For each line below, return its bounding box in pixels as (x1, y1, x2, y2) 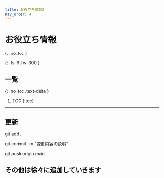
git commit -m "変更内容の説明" (5, 141, 69, 147)
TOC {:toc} (12, 98, 34, 104)
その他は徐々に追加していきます (5, 166, 102, 174)
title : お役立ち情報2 (5, 7, 45, 12)
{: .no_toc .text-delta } (5, 89, 49, 94)
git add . (5, 131, 22, 137)
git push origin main (5, 151, 45, 157)
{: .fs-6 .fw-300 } (5, 60, 40, 66)
